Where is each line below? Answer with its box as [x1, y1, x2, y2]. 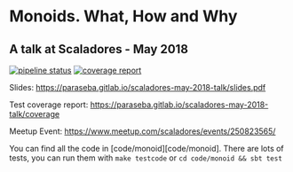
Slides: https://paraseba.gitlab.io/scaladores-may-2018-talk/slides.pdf [9, 82, 266, 92]
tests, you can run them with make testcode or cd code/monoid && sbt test [9, 152, 282, 163]
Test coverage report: [9, 99, 89, 110]
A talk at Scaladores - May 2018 [9, 42, 189, 57]
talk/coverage [9, 109, 60, 119]
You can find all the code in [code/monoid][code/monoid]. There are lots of [9, 144, 284, 153]
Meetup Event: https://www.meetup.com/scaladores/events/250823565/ [9, 126, 276, 137]
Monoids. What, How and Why [9, 6, 238, 27]
